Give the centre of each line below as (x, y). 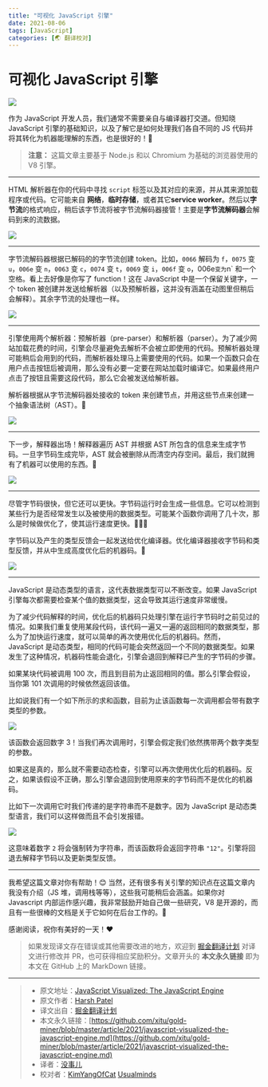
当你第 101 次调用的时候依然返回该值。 (71, 683)
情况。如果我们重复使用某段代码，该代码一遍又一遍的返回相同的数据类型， (130, 627)
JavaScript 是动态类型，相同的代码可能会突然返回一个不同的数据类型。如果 (132, 647)
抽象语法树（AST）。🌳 (50, 405)
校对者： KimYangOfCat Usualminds (98, 1074)
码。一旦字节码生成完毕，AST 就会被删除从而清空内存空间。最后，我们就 (128, 455)
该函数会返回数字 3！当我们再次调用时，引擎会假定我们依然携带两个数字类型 (134, 742)
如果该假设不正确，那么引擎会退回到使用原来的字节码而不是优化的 (130, 779)
